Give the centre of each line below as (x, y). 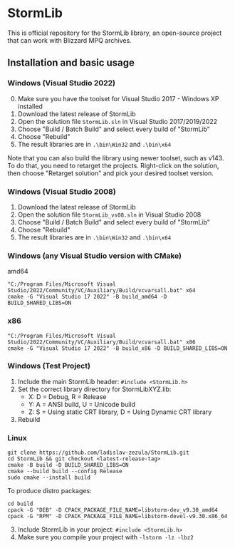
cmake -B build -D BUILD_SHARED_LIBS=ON (68, 465)
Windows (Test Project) (49, 366)
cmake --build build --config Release (65, 472)
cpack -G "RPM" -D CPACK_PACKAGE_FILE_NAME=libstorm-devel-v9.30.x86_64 (117, 517)
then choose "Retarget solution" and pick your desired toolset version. (110, 173)
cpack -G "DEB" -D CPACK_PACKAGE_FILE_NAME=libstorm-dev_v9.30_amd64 (113, 510)
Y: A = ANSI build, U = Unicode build (82, 404)
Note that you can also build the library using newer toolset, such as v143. (116, 157)
